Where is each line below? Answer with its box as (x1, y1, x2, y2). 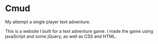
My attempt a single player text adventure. (5, 19, 91, 25)
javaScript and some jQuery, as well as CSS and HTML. (5, 33, 117, 39)
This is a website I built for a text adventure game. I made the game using (5, 28, 154, 34)
